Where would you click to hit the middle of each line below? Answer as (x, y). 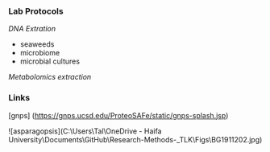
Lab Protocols (36, 11)
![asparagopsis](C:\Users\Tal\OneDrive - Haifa (85, 131)
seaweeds (37, 44)
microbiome (40, 53)
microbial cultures (50, 61)
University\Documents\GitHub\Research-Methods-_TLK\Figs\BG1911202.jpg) (135, 139)
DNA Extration (32, 29)
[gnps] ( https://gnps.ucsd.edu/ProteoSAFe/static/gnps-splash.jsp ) (118, 115)
